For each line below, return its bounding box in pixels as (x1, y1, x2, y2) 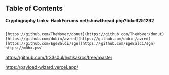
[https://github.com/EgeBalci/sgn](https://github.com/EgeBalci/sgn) (5, 41, 156, 46)
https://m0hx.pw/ (5, 45, 42, 51)
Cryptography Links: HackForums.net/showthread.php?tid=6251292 (5, 17, 154, 23)
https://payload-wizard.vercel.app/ (5, 64, 79, 70)
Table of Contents (5, 4, 63, 13)
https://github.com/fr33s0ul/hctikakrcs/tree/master (5, 55, 113, 61)
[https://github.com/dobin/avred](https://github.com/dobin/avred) (5, 36, 151, 41)
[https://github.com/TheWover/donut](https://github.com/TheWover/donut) (5, 31, 165, 37)
